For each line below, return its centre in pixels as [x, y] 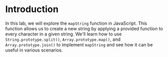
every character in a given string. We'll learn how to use [63, 34]
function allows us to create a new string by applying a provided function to [84, 28]
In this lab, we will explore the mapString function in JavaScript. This [76, 23]
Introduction [32, 9]
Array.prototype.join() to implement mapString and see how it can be [79, 44]
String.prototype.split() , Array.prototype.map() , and [63, 39]
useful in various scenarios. [34, 50]
